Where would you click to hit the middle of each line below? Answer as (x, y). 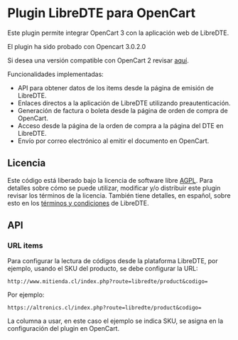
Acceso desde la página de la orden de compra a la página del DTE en (120, 125)
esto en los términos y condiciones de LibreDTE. (78, 203)
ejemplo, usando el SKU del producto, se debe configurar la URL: (103, 269)
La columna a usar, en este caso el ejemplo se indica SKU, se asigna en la (115, 321)
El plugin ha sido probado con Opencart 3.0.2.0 (77, 46)
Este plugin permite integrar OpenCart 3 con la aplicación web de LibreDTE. (118, 33)
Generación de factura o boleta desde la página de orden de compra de (123, 110)
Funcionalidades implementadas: (56, 74)
